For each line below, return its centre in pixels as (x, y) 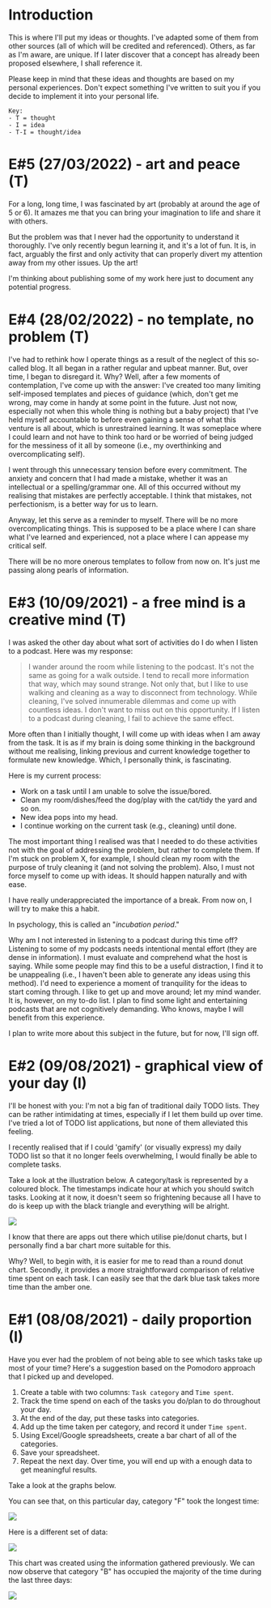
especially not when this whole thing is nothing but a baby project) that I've (133, 411)
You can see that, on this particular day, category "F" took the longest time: (134, 1501)
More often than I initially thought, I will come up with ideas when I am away (134, 734)
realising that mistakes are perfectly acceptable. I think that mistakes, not (130, 495)
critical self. (28, 545)
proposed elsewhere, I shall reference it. (76, 63)
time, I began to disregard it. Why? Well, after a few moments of (114, 376)
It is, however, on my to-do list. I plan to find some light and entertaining (128, 1000)
